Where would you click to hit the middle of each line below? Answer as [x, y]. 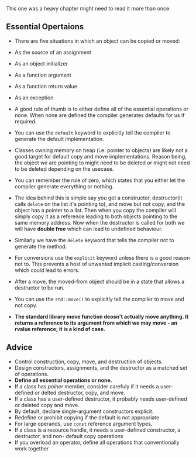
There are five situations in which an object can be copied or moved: [97, 41]
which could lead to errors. [47, 270]
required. [25, 121]
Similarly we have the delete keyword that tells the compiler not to [94, 240]
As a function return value [46, 86]
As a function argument [43, 75]
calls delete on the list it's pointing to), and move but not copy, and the [100, 204]
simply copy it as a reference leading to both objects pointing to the [96, 216]
